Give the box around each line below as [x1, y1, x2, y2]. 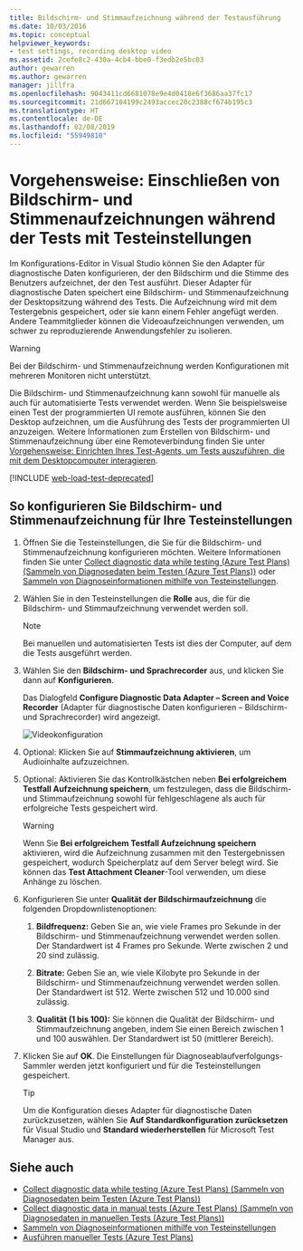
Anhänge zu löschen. [22, 876, 102, 887]
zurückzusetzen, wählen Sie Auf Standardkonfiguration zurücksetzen [22, 1114, 289, 1125]
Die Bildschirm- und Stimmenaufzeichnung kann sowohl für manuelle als [9, 387, 280, 399]
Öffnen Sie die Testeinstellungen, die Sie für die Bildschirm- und [22, 536, 262, 548]
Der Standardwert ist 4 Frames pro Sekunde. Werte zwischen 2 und [35, 939, 289, 951]
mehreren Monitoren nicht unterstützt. [9, 370, 152, 380]
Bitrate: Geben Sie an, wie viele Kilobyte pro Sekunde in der [35, 967, 260, 978]
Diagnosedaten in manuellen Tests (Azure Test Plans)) [22, 1213, 225, 1224]
